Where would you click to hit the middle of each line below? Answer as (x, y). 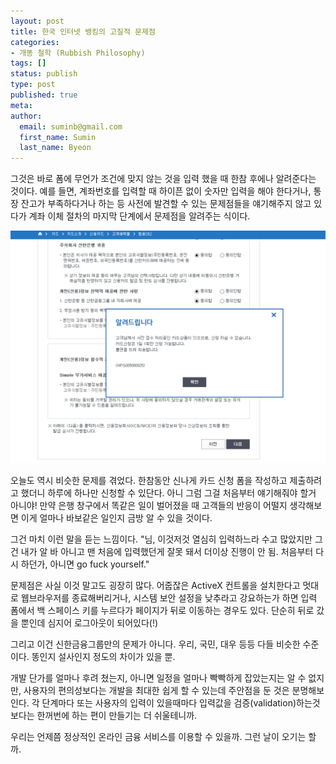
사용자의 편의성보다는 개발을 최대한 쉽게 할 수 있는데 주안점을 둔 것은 (156, 691)
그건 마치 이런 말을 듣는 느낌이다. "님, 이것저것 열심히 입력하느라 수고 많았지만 (161, 539)
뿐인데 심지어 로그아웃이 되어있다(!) (89, 623)
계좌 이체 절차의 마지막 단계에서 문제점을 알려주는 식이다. (139, 216)
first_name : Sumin (58, 137)
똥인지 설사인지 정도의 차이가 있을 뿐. (103, 657)
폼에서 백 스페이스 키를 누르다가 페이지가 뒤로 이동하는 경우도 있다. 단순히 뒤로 (162, 611)
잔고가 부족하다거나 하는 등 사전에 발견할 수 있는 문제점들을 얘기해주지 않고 (166, 204)
